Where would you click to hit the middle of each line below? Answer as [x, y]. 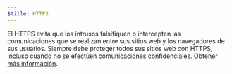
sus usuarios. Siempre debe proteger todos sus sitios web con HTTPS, [110, 48]
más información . [32, 63]
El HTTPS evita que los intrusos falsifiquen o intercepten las [94, 34]
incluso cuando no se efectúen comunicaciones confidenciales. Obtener [112, 56]
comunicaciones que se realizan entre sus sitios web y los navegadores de [116, 41]
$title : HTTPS [28, 14]
